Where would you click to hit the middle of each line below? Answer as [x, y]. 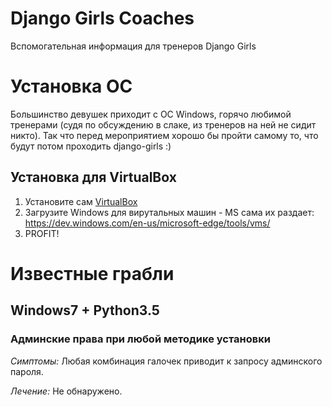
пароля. [27, 371]
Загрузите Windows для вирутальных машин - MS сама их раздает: [169, 212]
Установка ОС [71, 86]
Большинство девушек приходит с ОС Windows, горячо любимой [151, 114]
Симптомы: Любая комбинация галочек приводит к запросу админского [166, 361]
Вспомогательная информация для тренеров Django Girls [133, 46]
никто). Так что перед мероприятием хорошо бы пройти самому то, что [164, 135]
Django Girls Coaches [102, 18]
